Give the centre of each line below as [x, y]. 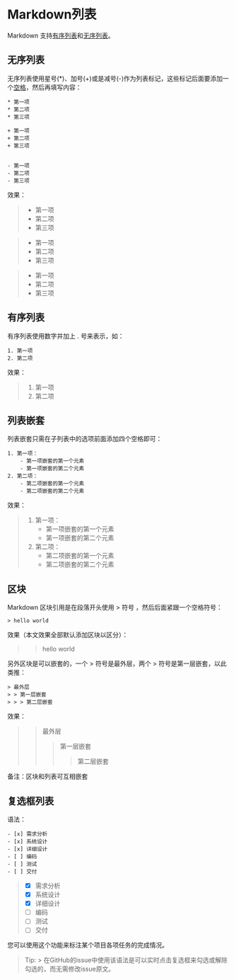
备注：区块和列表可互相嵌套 [48, 777]
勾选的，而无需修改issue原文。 [70, 969]
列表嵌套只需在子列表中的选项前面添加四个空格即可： [85, 439]
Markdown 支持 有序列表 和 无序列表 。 [61, 35]
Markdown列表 [52, 15]
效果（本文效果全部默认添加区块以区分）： [68, 635]
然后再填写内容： [57, 87]
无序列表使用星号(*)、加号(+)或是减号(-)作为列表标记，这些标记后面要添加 [115, 78]
